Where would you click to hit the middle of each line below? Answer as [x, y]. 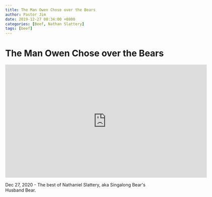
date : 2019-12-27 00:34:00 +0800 [40, 19]
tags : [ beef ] [19, 29]
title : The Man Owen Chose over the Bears [50, 10]
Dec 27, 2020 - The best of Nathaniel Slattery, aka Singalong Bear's [76, 185]
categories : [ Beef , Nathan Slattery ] [45, 24]
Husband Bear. [21, 190]
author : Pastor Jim [26, 15]
